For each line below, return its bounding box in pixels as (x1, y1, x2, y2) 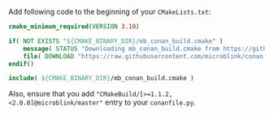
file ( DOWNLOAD (23, 52, 75, 60)
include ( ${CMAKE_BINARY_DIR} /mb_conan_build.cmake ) (8, 75, 195, 83)
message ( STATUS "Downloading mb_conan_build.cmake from (23, 45, 220, 53)
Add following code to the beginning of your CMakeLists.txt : (8, 7, 211, 16)
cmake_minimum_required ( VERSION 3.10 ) (8, 23, 140, 31)
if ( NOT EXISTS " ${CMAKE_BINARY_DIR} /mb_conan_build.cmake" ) (8, 36, 223, 45)
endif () (8, 60, 35, 68)
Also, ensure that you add (8, 89, 95, 99)
